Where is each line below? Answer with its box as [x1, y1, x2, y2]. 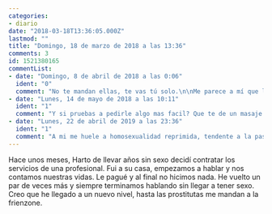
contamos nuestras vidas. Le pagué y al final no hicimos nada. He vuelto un [8, 172, 261, 182]
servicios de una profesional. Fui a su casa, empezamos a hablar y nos [8, 163, 244, 173]
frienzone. [8, 198, 43, 208]
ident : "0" [15, 79, 53, 88]
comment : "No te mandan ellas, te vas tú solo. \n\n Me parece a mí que [15, 87, 259, 96]
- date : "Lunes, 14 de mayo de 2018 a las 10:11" [8, 95, 180, 103]
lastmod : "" [8, 34, 49, 43]
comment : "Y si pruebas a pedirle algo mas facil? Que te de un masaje [15, 110, 263, 118]
